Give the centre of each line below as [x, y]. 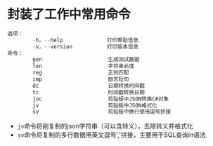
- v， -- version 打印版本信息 [86, 46]
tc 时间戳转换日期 [89, 92]
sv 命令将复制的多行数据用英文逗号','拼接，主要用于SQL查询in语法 [111, 135]
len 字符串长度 [84, 66]
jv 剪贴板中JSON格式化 [95, 105]
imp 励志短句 [81, 79]
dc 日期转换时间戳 [89, 86]
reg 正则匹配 [81, 73]
